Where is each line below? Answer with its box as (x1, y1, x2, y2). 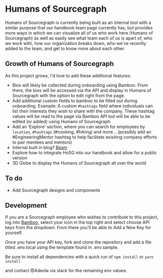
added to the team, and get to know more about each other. (5, 45, 126, 51)
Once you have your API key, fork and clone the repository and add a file (5, 239, 152, 245)
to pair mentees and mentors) (12, 139, 72, 145)
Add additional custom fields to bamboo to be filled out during (12, 98, 138, 104)
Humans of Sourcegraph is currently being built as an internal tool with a (5, 20, 151, 25)
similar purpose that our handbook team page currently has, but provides (5, 24, 153, 30)
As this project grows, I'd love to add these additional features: (5, 72, 131, 79)
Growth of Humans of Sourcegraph (5, 60, 114, 68)
